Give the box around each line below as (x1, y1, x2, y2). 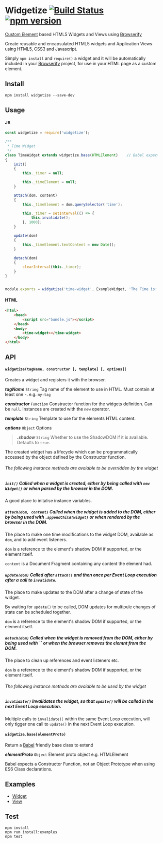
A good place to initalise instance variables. (5, 498, 92, 504)
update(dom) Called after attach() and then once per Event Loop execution (5, 572, 157, 578)
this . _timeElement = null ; (22, 180, 77, 185)
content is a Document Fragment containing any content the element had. (5, 561, 152, 567)
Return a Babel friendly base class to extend (5, 742, 94, 748)
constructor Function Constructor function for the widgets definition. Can (5, 401, 153, 407)
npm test (5, 834, 23, 839)
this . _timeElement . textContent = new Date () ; (22, 242, 116, 247)
